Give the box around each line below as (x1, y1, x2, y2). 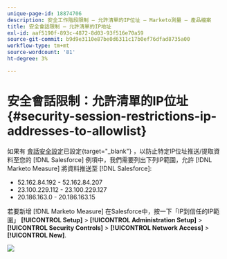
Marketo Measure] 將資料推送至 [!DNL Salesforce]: (7, 164, 152, 172)
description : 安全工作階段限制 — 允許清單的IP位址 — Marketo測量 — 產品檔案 (7, 17, 212, 24)
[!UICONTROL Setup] (20, 215, 83, 224)
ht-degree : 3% (7, 55, 48, 62)
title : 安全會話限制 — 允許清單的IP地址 (7, 23, 112, 30)
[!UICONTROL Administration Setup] (89, 215, 197, 224)
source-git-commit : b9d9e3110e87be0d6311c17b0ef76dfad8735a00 (7, 36, 190, 43)
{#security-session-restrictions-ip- (7, 108, 217, 124)
